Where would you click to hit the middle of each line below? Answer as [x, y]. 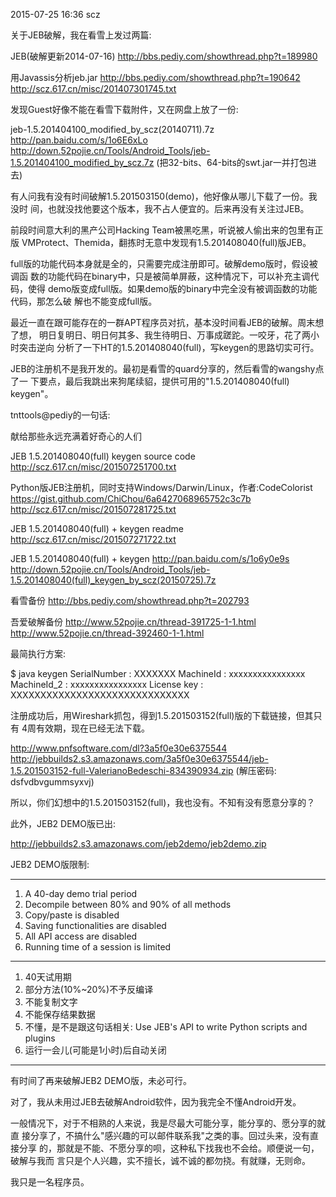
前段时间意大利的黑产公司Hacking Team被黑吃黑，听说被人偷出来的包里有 [162, 230]
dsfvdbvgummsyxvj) [52, 782]
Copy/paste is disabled [72, 915]
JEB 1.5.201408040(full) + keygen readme [97, 528]
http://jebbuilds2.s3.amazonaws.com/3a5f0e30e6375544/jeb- [139, 758]
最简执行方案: [38, 653]
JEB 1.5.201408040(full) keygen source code [103, 456]
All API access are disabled [81, 936]
